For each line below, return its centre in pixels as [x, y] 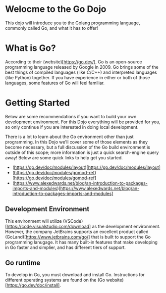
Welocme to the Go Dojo [56, 9]
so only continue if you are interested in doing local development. [72, 127]
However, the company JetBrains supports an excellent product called [77, 232]
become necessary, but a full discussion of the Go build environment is [78, 147]
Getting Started [38, 103]
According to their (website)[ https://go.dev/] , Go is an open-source [74, 62]
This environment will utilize [33, 221]
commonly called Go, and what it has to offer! [52, 28]
